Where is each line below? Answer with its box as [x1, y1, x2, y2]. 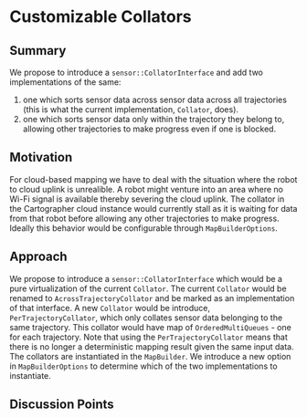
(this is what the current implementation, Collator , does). [22, 104, 239, 115]
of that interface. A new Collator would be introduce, [9, 302, 211, 313]
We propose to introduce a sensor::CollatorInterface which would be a [9, 273, 283, 284]
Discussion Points [9, 397, 114, 413]
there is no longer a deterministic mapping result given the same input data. [9, 340, 294, 352]
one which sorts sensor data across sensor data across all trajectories [22, 94, 288, 105]
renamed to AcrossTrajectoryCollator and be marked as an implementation [9, 292, 295, 303]
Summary [9, 43, 67, 58]
